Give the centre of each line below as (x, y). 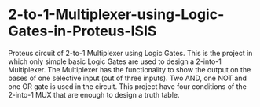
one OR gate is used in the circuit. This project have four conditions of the (128, 86)
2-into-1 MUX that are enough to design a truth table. (94, 94)
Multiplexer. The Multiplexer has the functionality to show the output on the (130, 69)
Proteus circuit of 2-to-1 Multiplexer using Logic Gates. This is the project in (130, 53)
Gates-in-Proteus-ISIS (82, 31)
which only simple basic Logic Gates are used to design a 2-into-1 (115, 61)
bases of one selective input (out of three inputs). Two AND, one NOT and (128, 78)
